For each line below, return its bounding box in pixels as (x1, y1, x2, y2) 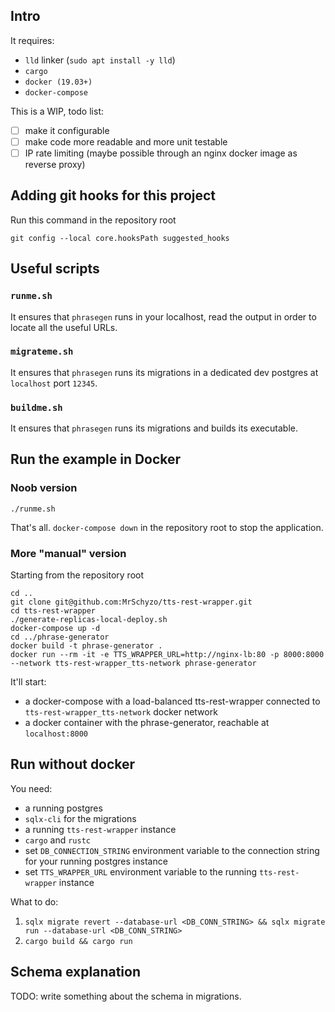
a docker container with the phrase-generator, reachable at (24, 717, 270, 729)
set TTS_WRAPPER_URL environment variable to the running (24, 865, 258, 878)
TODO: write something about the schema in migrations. (10, 990, 242, 1002)
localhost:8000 (24, 729, 89, 739)
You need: (10, 782, 53, 794)
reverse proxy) (24, 159, 86, 170)
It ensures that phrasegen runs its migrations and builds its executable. (10, 422, 298, 434)
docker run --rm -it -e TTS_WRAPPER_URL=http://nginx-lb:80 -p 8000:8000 (10, 650, 325, 660)
